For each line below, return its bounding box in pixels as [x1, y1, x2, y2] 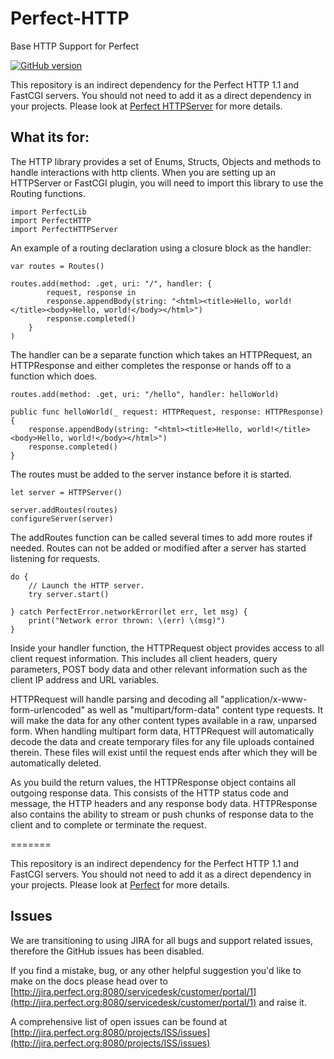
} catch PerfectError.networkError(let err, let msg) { [10, 607, 248, 617]
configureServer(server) [10, 513, 114, 524]
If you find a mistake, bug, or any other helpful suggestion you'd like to [10, 964, 302, 976]
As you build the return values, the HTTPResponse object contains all [10, 776, 297, 788]
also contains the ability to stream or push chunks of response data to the [10, 808, 314, 820]
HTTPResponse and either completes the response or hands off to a [10, 359, 292, 371]
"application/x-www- [219, 693, 308, 705]
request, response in [46, 287, 137, 297]
